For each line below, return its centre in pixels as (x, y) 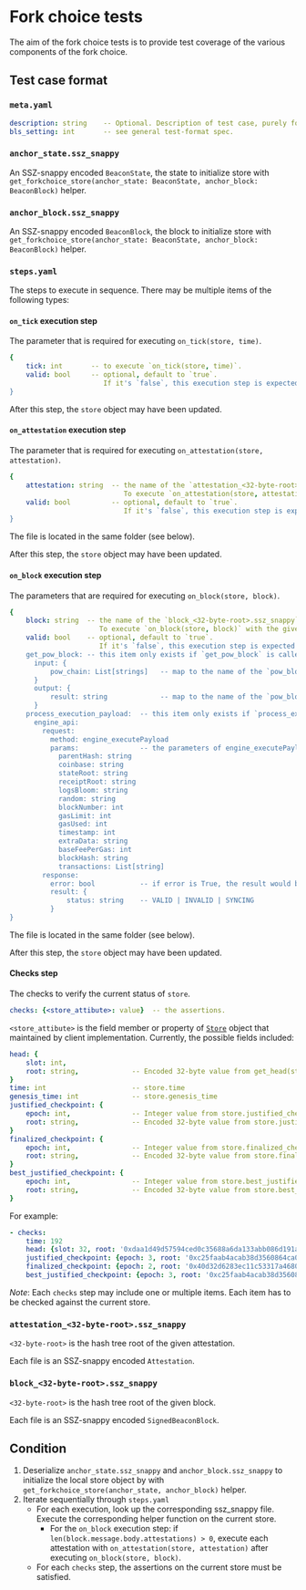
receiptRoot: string (97, 782)
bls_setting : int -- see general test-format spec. (122, 131)
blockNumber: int (91, 807)
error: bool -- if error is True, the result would (170, 883)
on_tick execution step (54, 320)
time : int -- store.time (97, 1088)
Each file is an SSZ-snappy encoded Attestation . (102, 1361)
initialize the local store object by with (93, 1481)
